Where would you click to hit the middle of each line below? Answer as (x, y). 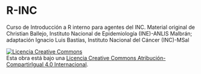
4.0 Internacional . (67, 64)
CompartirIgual (25, 64)
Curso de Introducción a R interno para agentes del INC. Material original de (101, 27)
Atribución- (152, 58)
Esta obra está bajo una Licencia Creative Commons (72, 58)
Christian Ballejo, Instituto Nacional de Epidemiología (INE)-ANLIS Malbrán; (99, 33)
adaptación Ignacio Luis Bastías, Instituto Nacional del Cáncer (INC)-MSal (98, 40)
